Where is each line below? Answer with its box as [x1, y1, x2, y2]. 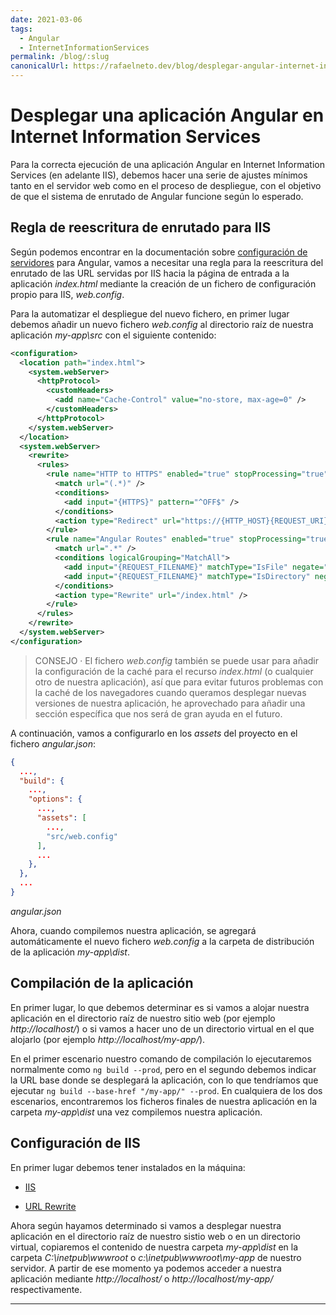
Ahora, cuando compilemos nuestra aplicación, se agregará [10, 924, 257, 936]
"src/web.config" [46, 831, 118, 841]
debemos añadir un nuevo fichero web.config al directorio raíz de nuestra [10, 318, 314, 330]
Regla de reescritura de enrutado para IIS [10, 219, 272, 236]
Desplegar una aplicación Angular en [10, 104, 325, 127]
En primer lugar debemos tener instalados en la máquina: [10, 1161, 246, 1173]
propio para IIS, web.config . [10, 288, 125, 300]
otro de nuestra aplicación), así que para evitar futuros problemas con [34, 676, 324, 688]
